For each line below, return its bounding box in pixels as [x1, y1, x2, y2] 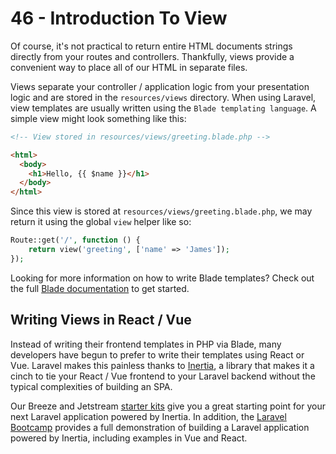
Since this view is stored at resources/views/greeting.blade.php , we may [10, 205, 313, 217]
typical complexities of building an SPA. [10, 380, 173, 392]
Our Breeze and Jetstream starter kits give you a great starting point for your [10, 400, 326, 412]
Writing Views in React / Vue [10, 312, 192, 329]
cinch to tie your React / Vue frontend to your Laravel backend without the [10, 370, 316, 382]
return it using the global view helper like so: [10, 216, 192, 228]
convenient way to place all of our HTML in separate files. [10, 61, 248, 73]
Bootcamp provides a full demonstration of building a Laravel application [10, 421, 310, 433]
